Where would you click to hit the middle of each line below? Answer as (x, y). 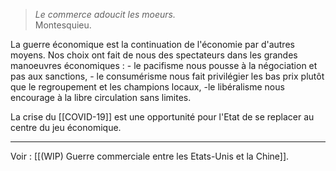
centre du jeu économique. (66, 127)
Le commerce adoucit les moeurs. (105, 14)
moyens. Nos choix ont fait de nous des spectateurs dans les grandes (154, 55)
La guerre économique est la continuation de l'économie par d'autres (152, 44)
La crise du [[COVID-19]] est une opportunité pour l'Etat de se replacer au (162, 117)
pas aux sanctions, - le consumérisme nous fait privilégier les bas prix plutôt (167, 76)
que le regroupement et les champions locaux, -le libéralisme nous (147, 87)
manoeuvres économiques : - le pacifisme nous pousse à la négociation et (164, 65)
